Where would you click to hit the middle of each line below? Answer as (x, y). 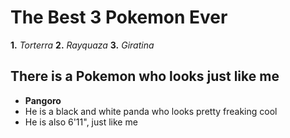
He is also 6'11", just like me (81, 122)
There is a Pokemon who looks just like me (145, 76)
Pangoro (43, 100)
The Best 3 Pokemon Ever (119, 17)
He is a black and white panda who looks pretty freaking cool (151, 111)
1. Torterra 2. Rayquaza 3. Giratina (82, 45)
